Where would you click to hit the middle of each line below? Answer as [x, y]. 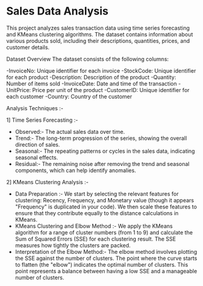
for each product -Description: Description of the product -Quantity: [91, 77]
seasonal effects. [37, 157]
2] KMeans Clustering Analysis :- [48, 182]
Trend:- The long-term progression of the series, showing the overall [101, 138]
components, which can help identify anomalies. [75, 170]
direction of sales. [38, 144]
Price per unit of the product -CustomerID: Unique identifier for [111, 90]
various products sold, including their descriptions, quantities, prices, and [98, 41]
